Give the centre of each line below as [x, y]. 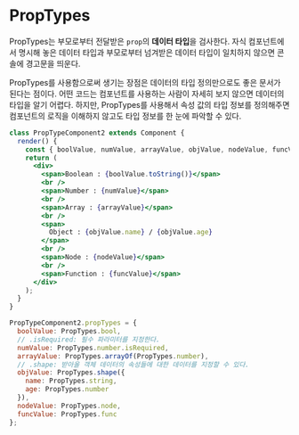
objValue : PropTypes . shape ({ [71, 373]
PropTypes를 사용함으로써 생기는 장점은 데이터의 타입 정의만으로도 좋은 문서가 [145, 82]
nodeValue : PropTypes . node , [69, 406]
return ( [41, 158]
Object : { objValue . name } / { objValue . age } [131, 233]
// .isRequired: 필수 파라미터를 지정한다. [89, 340]
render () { [37, 141]
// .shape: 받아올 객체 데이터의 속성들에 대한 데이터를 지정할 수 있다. [133, 365]
